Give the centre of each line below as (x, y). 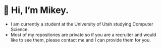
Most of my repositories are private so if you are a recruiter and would (83, 34)
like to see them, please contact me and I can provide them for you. (80, 40)
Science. (20, 29)
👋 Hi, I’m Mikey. (36, 10)
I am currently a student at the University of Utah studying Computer (82, 24)
